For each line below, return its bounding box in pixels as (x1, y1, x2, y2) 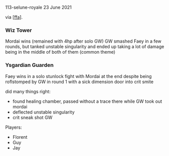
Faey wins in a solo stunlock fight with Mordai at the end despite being (5, 73, 152, 79)
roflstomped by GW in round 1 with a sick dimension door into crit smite (5, 79, 154, 85)
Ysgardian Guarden (5, 62, 54, 69)
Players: (5, 124, 22, 130)
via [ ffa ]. (5, 14, 23, 20)
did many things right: (5, 88, 51, 94)
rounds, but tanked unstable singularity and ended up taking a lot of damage (5, 44, 164, 50)
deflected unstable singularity (12, 109, 75, 115)
